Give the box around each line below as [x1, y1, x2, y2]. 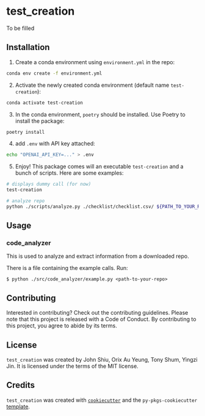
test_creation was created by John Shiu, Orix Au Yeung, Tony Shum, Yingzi [6, 356, 198, 363]
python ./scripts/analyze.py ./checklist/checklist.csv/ [6, 203, 154, 210]
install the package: [15, 117, 65, 125]
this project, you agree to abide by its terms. [6, 322, 117, 329]
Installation [6, 42, 50, 53]
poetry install [6, 129, 45, 135]
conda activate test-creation [6, 100, 84, 106]
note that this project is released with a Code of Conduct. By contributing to [6, 316, 196, 323]
